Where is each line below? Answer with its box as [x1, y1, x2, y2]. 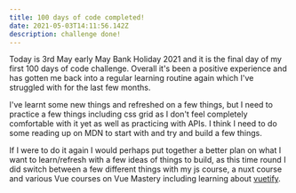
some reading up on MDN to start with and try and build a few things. [9, 128, 262, 139]
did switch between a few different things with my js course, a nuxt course [9, 164, 283, 174]
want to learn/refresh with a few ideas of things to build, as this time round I [9, 155, 286, 165]
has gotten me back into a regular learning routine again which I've [9, 73, 254, 84]
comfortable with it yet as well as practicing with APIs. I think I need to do [9, 118, 277, 129]
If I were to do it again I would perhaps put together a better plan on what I [9, 145, 282, 156]
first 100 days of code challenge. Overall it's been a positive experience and [9, 63, 287, 74]
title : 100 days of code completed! [9, 12, 145, 22]
